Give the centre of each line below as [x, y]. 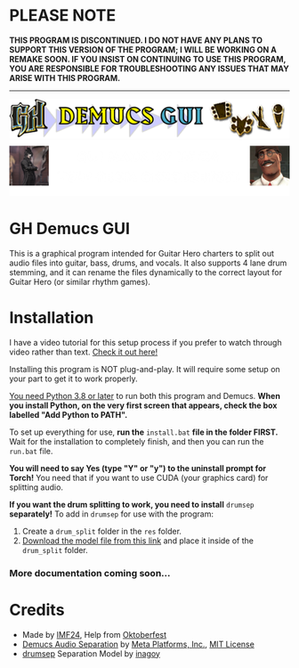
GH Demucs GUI [70, 229]
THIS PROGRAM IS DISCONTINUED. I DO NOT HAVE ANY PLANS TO [136, 40]
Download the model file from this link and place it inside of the [137, 541]
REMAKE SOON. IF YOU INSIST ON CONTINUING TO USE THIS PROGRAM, [148, 59]
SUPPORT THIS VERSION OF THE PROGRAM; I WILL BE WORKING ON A [143, 49]
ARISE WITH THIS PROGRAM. [65, 77]
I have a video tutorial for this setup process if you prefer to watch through [145, 342]
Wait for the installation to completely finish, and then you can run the [137, 441]
